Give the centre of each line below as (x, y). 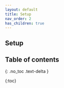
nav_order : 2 (18, 19)
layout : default (21, 10)
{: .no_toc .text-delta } (27, 71)
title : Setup (18, 14)
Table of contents (32, 60)
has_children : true (25, 23)
